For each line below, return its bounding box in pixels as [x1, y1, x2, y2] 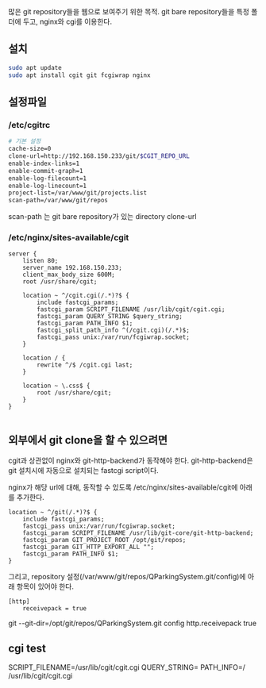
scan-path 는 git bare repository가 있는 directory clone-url [8, 212, 197, 221]
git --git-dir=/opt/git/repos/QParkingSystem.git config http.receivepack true [8, 618, 256, 628]
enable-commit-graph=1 [8, 167, 83, 175]
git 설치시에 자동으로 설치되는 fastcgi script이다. [8, 466, 159, 475]
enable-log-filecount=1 [8, 174, 87, 183]
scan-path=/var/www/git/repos [8, 197, 109, 205]
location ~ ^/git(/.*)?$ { [8, 509, 98, 517]
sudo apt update [8, 63, 62, 71]
